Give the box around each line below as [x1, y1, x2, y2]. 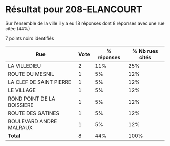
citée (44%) [5, 25, 30, 31]
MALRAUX [8, 124, 33, 131]
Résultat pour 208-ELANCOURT [5, 4, 143, 15]
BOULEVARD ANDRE [8, 118, 57, 125]
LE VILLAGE [8, 87, 36, 94]
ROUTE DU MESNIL [8, 70, 55, 77]
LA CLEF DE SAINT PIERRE [8, 78, 72, 85]
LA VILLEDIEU [8, 62, 41, 69]
